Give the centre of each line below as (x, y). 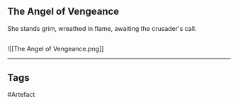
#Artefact (21, 95)
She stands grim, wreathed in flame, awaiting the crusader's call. (102, 28)
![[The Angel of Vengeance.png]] (56, 49)
